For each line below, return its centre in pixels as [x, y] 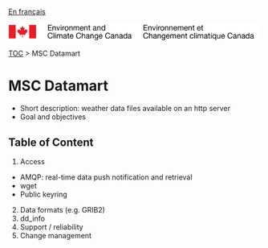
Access [32, 162]
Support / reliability [51, 227]
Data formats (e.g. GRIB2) [63, 210]
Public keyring [44, 194]
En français [27, 12]
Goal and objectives [53, 117]
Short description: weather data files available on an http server [125, 109]
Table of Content [51, 142]
